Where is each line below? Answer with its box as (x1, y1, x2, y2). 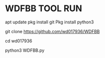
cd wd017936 (5, 38, 33, 44)
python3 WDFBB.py (5, 47, 45, 53)
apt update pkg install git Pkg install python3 (5, 19, 94, 25)
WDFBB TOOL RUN (5, 3, 83, 14)
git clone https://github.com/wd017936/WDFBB (5, 28, 100, 34)
